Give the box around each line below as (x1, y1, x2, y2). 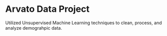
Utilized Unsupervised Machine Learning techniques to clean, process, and (5, 20, 162, 26)
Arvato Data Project (5, 3, 90, 15)
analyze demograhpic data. (5, 25, 62, 31)
